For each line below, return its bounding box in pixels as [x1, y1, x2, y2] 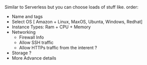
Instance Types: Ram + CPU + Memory [11, 24, 91, 30]
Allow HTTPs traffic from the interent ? [19, 45, 97, 50]
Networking [11, 29, 36, 35]
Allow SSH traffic [19, 40, 54, 45]
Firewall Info [19, 34, 44, 40]
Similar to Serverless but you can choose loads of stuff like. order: [4, 4, 139, 10]
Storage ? [11, 50, 31, 56]
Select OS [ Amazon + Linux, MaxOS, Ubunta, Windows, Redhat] [11, 19, 143, 24]
